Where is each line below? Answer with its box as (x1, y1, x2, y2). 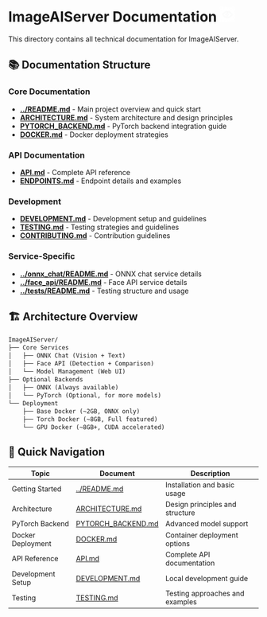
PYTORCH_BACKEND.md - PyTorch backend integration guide (19, 121, 227, 131)
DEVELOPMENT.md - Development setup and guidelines (19, 214, 207, 224)
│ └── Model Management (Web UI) (8, 368, 126, 376)
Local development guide (165, 573, 249, 583)
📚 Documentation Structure (8, 58, 151, 72)
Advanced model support (165, 519, 249, 529)
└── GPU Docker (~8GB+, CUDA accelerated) (22, 424, 165, 432)
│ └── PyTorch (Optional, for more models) (8, 392, 161, 400)
